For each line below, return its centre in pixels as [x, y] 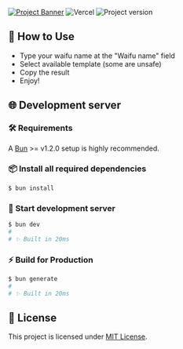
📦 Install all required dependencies [77, 169]
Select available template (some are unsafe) [91, 64]
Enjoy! [29, 80]
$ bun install [31, 188]
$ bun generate [33, 278]
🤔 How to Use [41, 36]
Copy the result [44, 72]
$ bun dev [24, 224]
